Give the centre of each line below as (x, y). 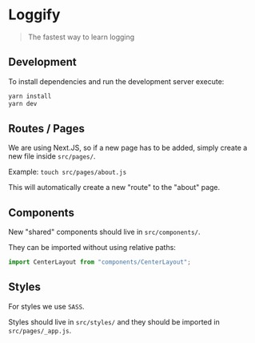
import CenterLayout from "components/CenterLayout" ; (100, 262)
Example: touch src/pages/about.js (68, 172)
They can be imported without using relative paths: (92, 248)
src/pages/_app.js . (40, 330)
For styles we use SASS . (47, 306)
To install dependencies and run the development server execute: (116, 81)
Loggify (34, 15)
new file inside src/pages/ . (52, 156)
